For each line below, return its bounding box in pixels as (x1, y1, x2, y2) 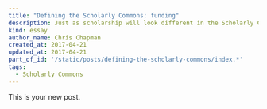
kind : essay (8, 26, 48, 34)
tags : (8, 63, 26, 71)
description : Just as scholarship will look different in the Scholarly (8, 19, 254, 27)
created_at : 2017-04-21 (8, 41, 87, 49)
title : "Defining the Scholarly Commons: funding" (8, 11, 180, 20)
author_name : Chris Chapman (8, 33, 102, 42)
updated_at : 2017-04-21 (8, 48, 87, 56)
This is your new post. (8, 92, 81, 101)
